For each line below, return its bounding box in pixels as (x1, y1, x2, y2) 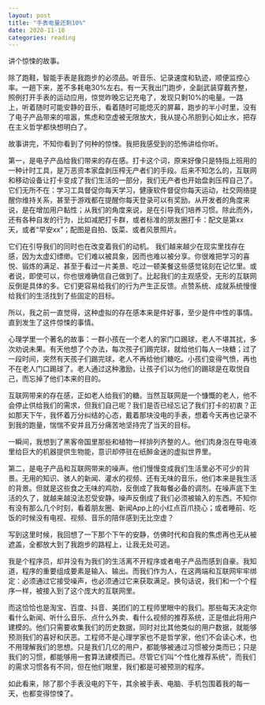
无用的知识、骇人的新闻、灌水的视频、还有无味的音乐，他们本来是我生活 (21, 474, 257, 483)
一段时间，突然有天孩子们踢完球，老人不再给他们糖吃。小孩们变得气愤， (8, 354, 243, 364)
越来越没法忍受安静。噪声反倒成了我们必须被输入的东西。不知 (49, 493, 250, 503)
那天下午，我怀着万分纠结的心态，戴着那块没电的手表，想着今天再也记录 (14, 411, 250, 420)
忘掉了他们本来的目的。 (28, 374, 105, 384)
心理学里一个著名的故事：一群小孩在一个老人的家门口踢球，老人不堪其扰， (8, 335, 250, 344)
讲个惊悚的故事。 (8, 56, 64, 66)
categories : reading (8, 33, 77, 42)
